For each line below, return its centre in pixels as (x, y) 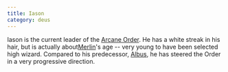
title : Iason (26, 13)
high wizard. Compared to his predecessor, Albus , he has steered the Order (114, 54)
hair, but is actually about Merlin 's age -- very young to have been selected (113, 47)
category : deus (29, 20)
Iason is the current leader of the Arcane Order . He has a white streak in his (114, 39)
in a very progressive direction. (51, 61)
